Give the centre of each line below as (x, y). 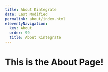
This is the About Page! (54, 62)
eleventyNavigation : (27, 24)
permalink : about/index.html (35, 19)
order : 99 (20, 33)
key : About (21, 28)
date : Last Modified (27, 14)
